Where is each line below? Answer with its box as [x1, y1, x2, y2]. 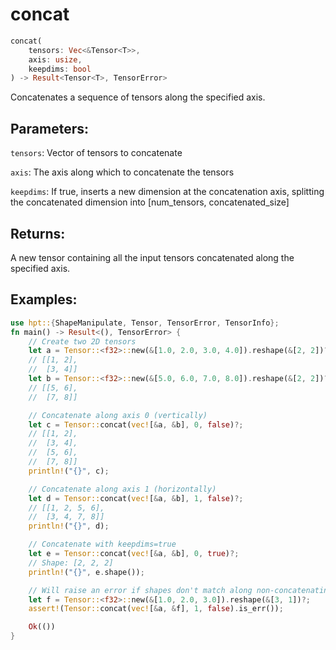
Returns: [10, 225, 66, 242]
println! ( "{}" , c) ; [28, 466, 110, 476]
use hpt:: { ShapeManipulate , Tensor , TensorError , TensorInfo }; [10, 318, 280, 328]
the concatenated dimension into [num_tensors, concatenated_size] [10, 196, 290, 208]
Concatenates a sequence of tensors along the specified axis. [10, 91, 266, 103]
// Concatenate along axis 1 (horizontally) [28, 484, 217, 494]
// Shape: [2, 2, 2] [28, 558, 114, 568]
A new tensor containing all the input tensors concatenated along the [10, 251, 295, 263]
